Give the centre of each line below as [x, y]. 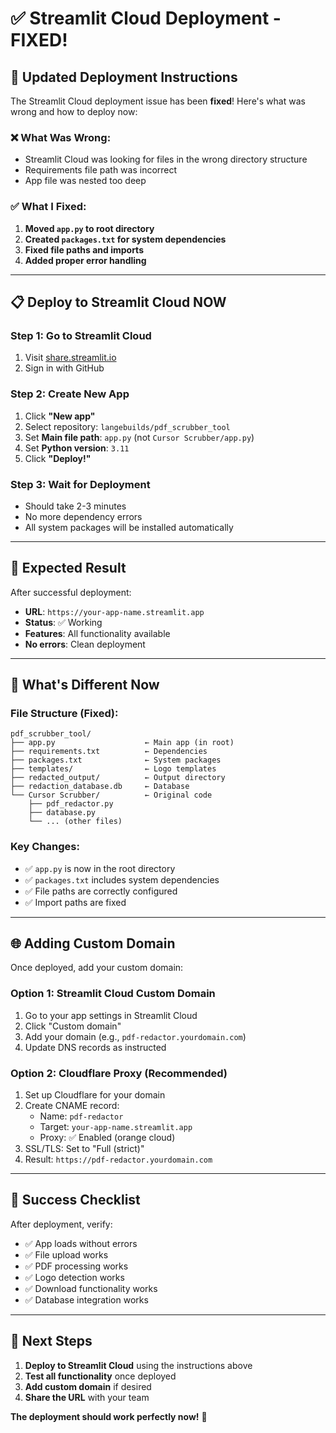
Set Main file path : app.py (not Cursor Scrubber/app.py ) [139, 437]
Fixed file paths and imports [84, 249]
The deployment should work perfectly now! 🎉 [109, 1416]
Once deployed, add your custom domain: [97, 968]
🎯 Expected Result [68, 568]
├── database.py [62, 813]
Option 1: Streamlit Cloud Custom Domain [113, 994]
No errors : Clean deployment [85, 644]
